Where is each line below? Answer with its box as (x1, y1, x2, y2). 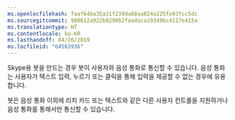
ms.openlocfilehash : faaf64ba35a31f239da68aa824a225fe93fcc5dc (7, 10, 198, 18)
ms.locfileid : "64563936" (7, 43, 84, 50)
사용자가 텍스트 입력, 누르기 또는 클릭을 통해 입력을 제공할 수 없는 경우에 (14, 72, 213, 80)
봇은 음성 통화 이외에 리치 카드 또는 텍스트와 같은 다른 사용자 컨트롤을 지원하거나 (7, 96, 229, 104)
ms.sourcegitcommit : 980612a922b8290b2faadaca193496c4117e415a (7, 17, 198, 24)
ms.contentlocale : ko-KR (7, 30, 81, 37)
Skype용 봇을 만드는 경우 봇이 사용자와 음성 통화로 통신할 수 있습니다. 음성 (7, 64, 212, 71)
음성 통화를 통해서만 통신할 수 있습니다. (7, 105, 115, 113)
